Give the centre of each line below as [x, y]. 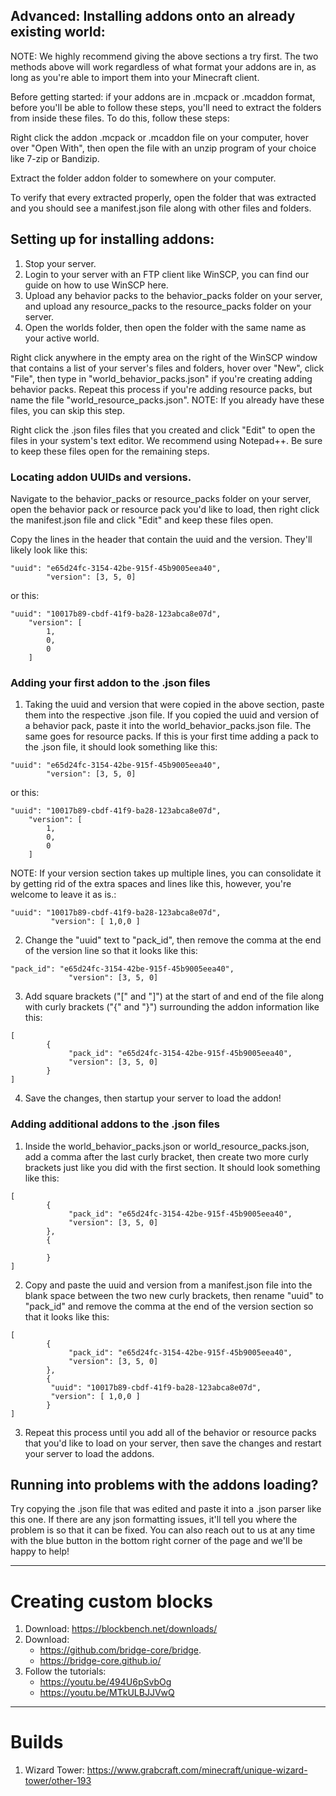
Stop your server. [60, 263]
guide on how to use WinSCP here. [96, 285]
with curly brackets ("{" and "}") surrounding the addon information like [172, 1007]
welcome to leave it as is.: [63, 895]
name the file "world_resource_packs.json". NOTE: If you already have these [167, 400]
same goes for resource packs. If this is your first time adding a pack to [172, 736]
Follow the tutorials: [65, 1671]
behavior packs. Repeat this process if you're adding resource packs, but [161, 389]
